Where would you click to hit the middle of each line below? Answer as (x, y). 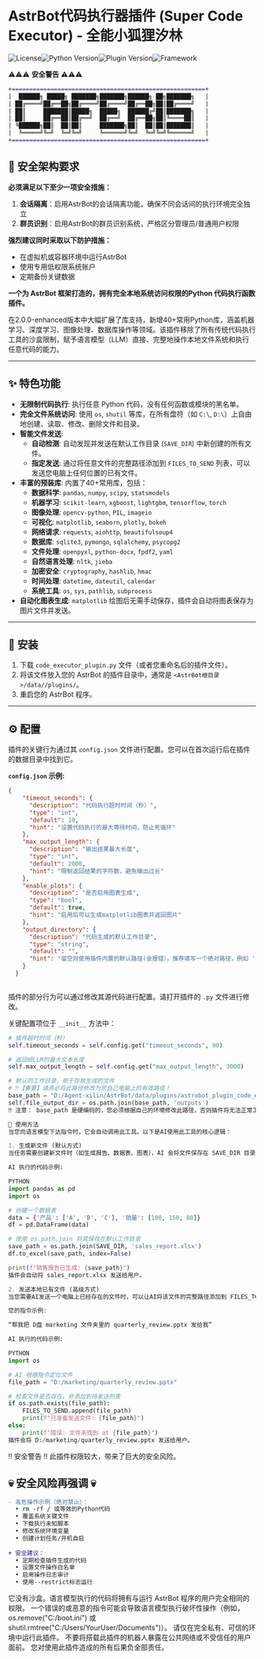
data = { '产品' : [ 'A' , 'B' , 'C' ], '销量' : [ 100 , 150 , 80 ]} (104, 1218)
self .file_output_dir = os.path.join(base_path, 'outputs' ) (109, 1103)
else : (17, 1426)
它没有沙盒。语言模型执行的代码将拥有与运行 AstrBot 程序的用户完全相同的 (129, 1598)
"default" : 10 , (54, 820)
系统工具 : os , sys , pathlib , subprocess (92, 591)
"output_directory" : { (59, 929)
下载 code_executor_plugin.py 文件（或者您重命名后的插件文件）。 (126, 665)
